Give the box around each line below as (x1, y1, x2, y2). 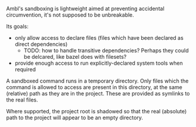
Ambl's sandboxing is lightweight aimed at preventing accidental (6, 5, 165, 12)
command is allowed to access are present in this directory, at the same (6, 84, 183, 91)
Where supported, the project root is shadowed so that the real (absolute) (6, 108, 187, 115)
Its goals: (6, 23, 29, 30)
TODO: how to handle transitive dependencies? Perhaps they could (23, 47, 189, 54)
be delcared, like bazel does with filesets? (23, 53, 127, 60)
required (14, 66, 36, 73)
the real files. (6, 96, 39, 103)
